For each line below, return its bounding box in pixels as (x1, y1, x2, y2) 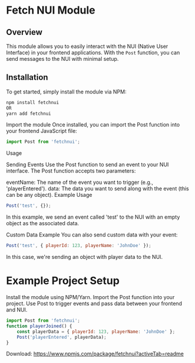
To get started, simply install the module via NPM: (6, 88, 127, 95)
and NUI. (6, 306, 28, 313)
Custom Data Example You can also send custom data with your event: (6, 231, 178, 238)
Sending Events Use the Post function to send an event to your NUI (6, 161, 169, 168)
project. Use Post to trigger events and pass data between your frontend (6, 300, 183, 307)
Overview (6, 27, 43, 37)
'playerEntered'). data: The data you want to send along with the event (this (6, 185, 190, 192)
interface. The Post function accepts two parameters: (6, 167, 136, 174)
